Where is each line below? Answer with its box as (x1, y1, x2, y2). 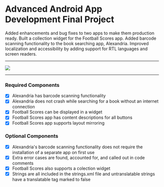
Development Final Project (5, 14, 115, 25)
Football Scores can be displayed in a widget (12, 109, 102, 115)
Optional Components (5, 133, 59, 139)
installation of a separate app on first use (12, 149, 95, 155)
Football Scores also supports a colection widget (12, 165, 111, 171)
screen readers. (5, 51, 37, 57)
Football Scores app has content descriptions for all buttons (12, 114, 133, 121)
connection (12, 104, 35, 110)
